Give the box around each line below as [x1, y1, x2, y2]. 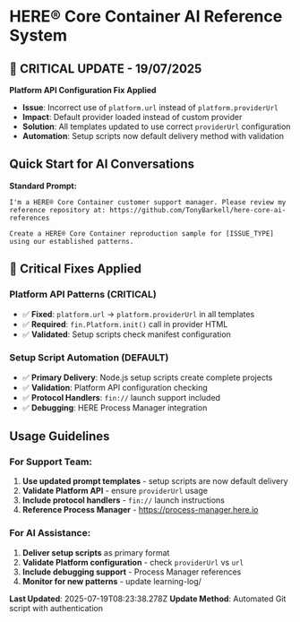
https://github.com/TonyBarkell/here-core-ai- [108, 205, 287, 214]
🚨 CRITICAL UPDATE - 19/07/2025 [9, 61, 202, 76]
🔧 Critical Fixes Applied [9, 262, 141, 277]
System [9, 25, 68, 46]
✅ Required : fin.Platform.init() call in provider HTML [21, 318, 228, 329]
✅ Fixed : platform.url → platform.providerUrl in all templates [21, 308, 255, 319]
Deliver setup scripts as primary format [21, 547, 170, 557]
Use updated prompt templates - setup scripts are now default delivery [21, 476, 288, 487]
